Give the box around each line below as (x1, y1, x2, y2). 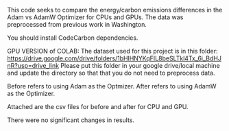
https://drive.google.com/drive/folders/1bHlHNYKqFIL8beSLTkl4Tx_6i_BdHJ (7, 54, 221, 62)
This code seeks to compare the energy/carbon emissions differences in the (7, 6, 223, 14)
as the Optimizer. (7, 89, 56, 97)
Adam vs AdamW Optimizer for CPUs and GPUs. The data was (7, 13, 184, 21)
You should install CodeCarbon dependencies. (7, 34, 138, 42)
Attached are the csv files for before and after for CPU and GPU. (7, 103, 189, 110)
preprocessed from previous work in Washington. (7, 21, 147, 28)
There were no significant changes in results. (7, 116, 135, 124)
